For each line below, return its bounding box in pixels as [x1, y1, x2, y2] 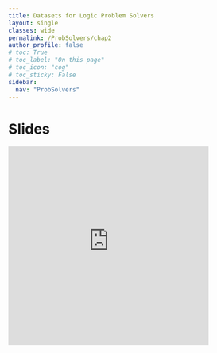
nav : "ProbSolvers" [15, 85, 80, 94]
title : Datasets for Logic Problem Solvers [8, 11, 155, 20]
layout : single [8, 19, 59, 27]
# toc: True [8, 48, 48, 56]
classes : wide [8, 26, 56, 34]
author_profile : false [8, 41, 83, 49]
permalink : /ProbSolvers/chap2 [8, 33, 112, 42]
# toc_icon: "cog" [8, 64, 69, 72]
